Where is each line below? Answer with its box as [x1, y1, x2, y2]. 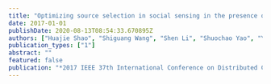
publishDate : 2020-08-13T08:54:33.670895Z [8, 26, 153, 34]
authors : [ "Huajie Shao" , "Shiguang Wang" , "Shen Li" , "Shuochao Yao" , [8, 34, 254, 42]
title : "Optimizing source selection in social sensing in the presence [8, 11, 258, 20]
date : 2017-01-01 [8, 19, 67, 27]
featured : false [8, 57, 63, 65]
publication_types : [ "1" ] [8, 42, 95, 50]
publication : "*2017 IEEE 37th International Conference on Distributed [8, 64, 258, 72]
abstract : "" [8, 49, 52, 57]
